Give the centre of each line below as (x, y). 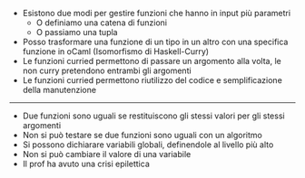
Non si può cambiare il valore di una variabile (107, 154)
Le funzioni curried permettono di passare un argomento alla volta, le (152, 61)
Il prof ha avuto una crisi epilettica (86, 164)
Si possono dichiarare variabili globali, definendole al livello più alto (148, 145)
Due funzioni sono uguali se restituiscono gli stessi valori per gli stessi (153, 116)
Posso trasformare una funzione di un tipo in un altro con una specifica (155, 42)
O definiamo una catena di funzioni (102, 23)
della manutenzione (59, 90)
